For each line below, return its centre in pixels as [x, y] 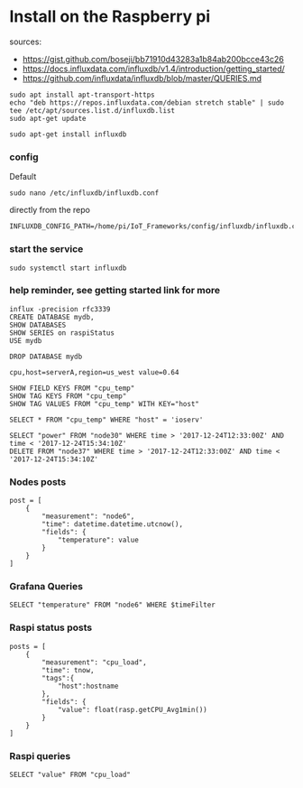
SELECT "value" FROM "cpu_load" [70, 775]
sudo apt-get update [48, 118]
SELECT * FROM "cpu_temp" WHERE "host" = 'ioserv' [106, 420]
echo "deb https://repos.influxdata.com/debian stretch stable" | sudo [147, 102]
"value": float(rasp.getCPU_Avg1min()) [132, 709]
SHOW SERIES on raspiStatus [62, 333]
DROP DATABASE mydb [46, 357]
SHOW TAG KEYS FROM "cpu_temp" [68, 396]
